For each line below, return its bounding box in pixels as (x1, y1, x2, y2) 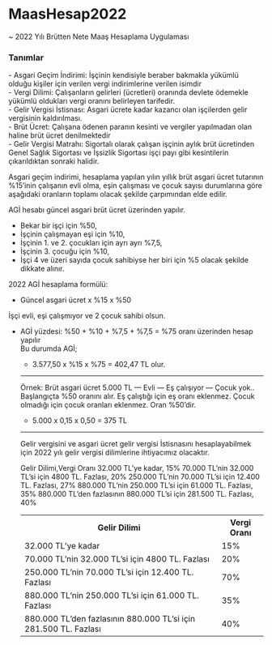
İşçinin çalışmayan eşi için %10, (19, 229, 125, 239)
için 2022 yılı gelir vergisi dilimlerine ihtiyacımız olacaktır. (19, 447, 210, 458)
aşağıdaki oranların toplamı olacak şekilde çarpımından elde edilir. (8, 190, 228, 199)
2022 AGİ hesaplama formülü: (8, 280, 108, 289)
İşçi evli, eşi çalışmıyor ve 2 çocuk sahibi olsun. (8, 311, 166, 321)
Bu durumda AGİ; (19, 344, 78, 353)
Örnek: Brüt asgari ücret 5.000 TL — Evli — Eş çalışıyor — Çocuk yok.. (19, 382, 255, 393)
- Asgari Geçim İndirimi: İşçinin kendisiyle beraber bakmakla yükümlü (8, 70, 239, 80)
